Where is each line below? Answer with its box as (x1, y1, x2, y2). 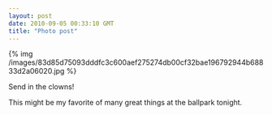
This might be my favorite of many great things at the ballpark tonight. (8, 98, 243, 108)
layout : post (8, 11, 53, 20)
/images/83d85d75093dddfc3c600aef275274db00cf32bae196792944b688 (8, 57, 264, 67)
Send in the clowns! (8, 82, 75, 92)
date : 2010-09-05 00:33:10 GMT (8, 19, 114, 28)
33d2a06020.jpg (8, 66, 65, 76)
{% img (8, 49, 33, 59)
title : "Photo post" (8, 27, 79, 35)
